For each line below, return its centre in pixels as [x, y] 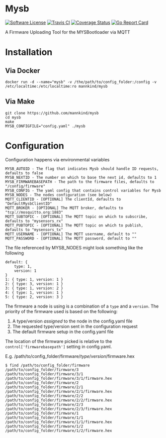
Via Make [20, 102]
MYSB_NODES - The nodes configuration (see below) [59, 195]
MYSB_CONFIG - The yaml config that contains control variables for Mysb [83, 190]
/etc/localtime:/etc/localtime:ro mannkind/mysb [56, 86]
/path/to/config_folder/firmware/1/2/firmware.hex [59, 431]
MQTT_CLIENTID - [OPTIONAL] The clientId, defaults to [63, 199]
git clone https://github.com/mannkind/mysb [52, 113]
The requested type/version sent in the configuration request [75, 326]
